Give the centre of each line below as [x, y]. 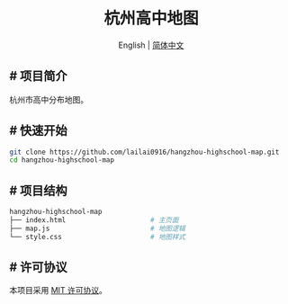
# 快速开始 [38, 131]
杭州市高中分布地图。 [49, 99]
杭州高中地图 [151, 18]
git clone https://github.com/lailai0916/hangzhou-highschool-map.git [144, 152]
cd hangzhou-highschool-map [62, 160]
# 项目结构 [38, 190]
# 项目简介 [38, 76]
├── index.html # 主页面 [94, 220]
